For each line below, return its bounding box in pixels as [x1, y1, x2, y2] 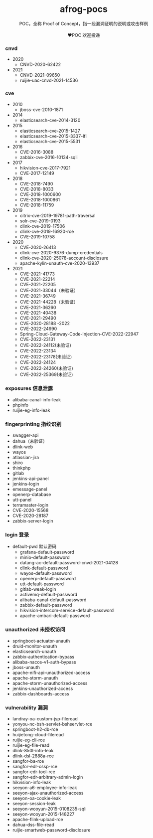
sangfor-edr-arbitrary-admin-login [12, 774, 83, 780]
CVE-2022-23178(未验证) [19, 353, 72, 359]
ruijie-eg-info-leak [12, 407, 50, 413]
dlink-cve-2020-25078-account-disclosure [19, 255, 109, 261]
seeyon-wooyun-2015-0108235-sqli [12, 806, 87, 812]
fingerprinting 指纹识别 [5, 420, 62, 427]
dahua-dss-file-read [12, 822, 55, 828]
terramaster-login [12, 502, 49, 508]
